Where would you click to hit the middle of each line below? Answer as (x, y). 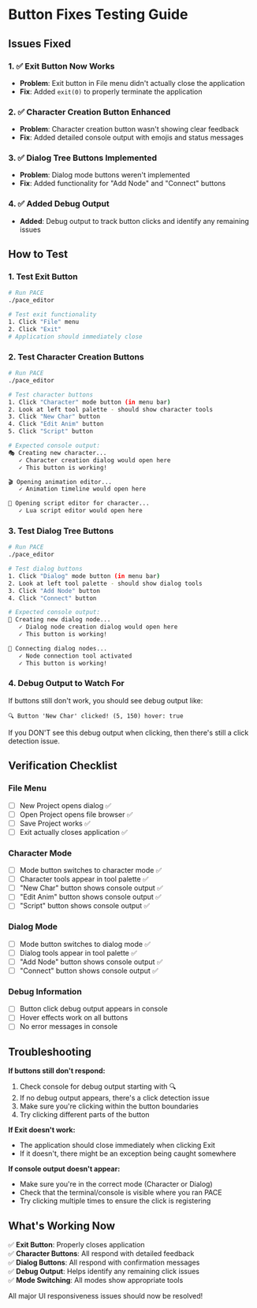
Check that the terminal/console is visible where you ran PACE (121, 1193)
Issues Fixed (40, 44)
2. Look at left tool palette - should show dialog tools (105, 583)
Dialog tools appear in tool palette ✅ (78, 952)
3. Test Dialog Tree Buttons (61, 531)
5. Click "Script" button (50, 431)
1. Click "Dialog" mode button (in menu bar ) (84, 576)
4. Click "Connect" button (52, 598)
